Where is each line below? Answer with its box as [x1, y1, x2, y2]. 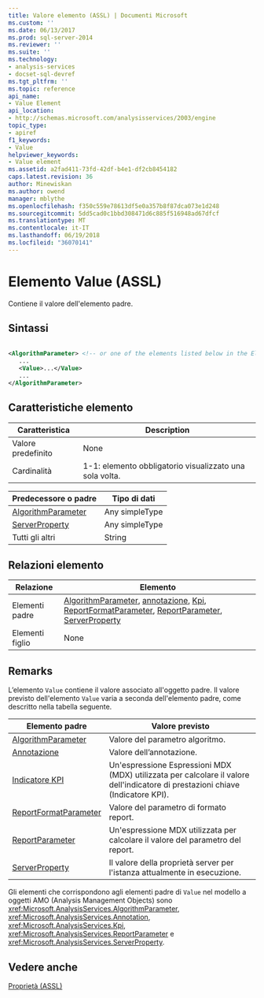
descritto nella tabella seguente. [8, 702, 112, 712]
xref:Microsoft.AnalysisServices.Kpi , [8, 921, 126, 930]
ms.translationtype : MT [8, 217, 86, 225]
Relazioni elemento [8, 558, 104, 572]
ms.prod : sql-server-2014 [8, 33, 93, 42]
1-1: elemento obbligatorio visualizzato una [82, 460, 245, 471]
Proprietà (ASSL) [8, 981, 63, 990]
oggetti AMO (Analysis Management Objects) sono [8, 896, 173, 905]
